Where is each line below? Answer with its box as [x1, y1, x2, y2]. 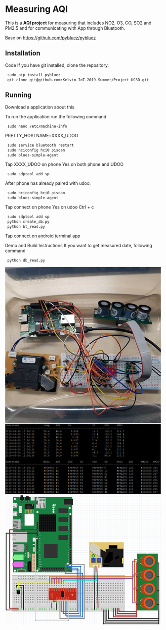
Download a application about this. [5, 104, 76, 110]
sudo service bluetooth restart [7, 143, 74, 148]
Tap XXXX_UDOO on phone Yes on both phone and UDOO [5, 161, 124, 167]
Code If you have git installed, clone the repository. [5, 62, 109, 68]
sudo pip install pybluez [7, 72, 61, 77]
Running [5, 91, 32, 100]
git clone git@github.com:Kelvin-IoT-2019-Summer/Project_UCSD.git [7, 77, 149, 82]
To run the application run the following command [5, 113, 107, 119]
